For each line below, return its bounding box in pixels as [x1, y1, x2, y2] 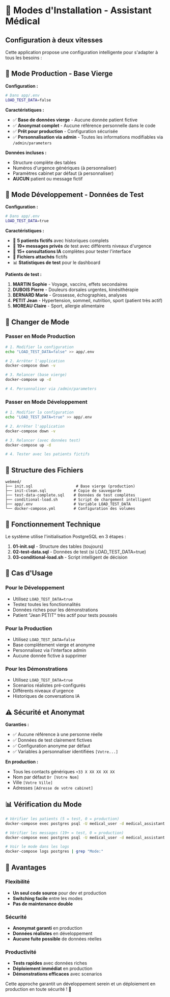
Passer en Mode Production [5, 333, 75, 340]
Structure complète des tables [12, 159, 76, 165]
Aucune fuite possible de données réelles [12, 936, 102, 942]
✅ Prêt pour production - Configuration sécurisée [12, 128, 118, 134]
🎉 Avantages [5, 863, 47, 872]
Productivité [5, 949, 37, 956]
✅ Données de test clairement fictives [12, 737, 93, 743]
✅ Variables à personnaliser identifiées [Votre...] [12, 749, 119, 755]
